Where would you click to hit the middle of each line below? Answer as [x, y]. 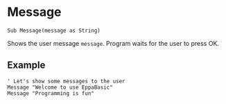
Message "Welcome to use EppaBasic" [60, 87]
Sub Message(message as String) [54, 31]
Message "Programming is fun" [51, 93]
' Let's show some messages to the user [67, 81]
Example [26, 66]
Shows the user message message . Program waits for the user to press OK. [113, 43]
